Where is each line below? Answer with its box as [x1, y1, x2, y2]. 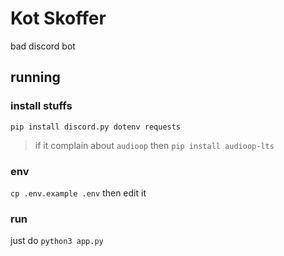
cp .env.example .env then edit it [10, 187, 147, 199]
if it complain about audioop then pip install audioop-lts [34, 139, 275, 151]
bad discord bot [10, 40, 76, 52]
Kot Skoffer [10, 7, 107, 30]
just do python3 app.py [10, 235, 104, 247]
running [10, 69, 61, 86]
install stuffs [10, 99, 73, 113]
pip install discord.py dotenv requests [10, 122, 182, 132]
